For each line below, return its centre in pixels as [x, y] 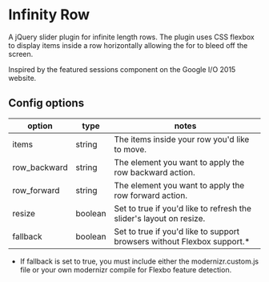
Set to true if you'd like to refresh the [183, 208]
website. [22, 78]
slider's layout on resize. [160, 218]
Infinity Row [49, 15]
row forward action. [151, 195]
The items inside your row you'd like [182, 139]
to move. [130, 149]
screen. [21, 54]
